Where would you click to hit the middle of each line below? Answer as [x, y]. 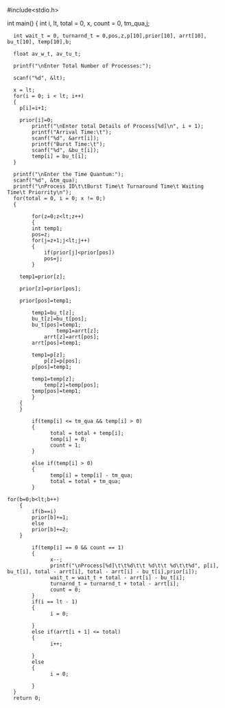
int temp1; [47, 228]
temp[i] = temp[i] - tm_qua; [92, 475]
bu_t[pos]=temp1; [56, 325]
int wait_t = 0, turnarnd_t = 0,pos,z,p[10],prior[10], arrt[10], [110, 36]
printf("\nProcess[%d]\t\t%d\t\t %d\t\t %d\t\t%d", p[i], [135, 566]
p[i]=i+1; [34, 108]
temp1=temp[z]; [54, 379]
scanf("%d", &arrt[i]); [66, 138]
